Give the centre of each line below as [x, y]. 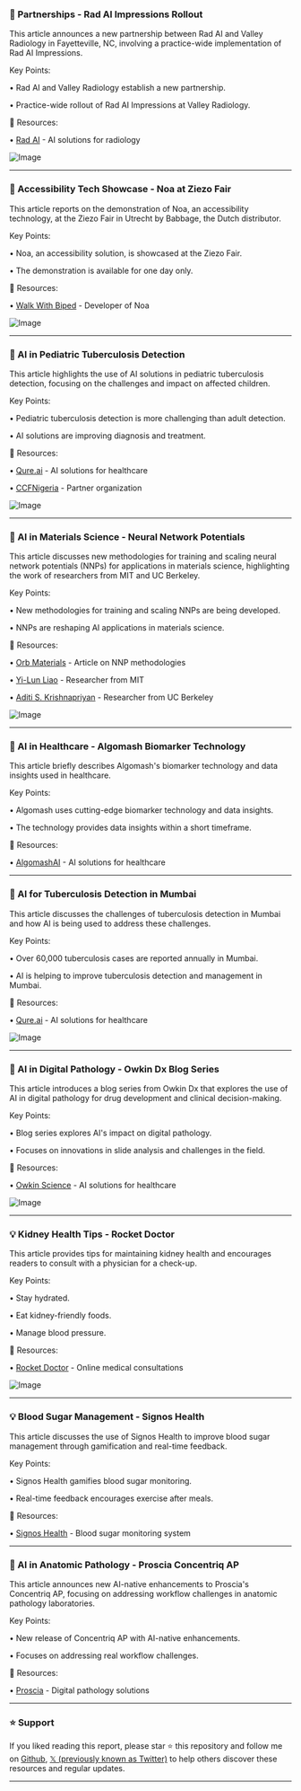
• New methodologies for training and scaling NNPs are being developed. [145, 611]
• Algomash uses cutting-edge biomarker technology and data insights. [142, 810]
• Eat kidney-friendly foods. [60, 1316]
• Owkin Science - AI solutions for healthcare [93, 1186]
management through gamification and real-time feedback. [118, 1446]
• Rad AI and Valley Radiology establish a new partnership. [118, 88]
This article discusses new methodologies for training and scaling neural [143, 557]
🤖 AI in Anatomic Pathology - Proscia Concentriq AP [125, 1565]
